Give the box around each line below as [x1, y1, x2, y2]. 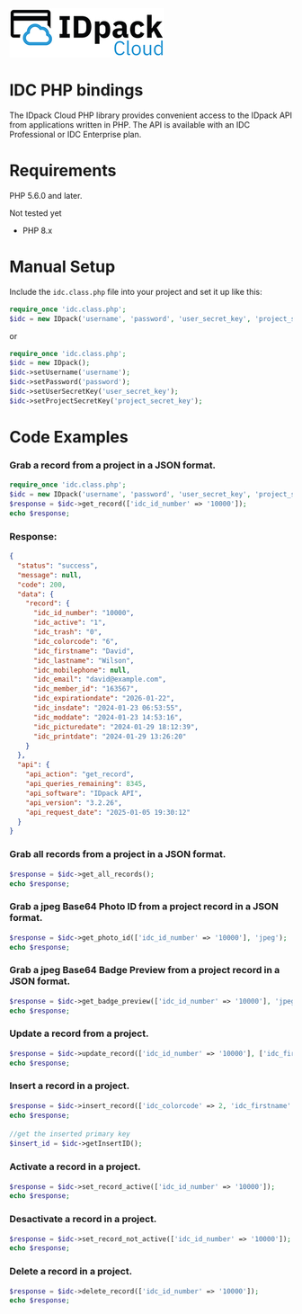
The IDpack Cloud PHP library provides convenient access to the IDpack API [9, 110, 293, 121]
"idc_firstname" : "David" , [32, 647, 135, 656]
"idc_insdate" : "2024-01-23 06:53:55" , [32, 703, 182, 713]
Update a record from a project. [9, 1027, 149, 1040]
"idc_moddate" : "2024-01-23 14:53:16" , [32, 712, 182, 722]
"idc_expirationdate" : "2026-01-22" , [32, 694, 175, 703]
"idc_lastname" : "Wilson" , [32, 656, 135, 665]
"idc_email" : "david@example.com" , [32, 675, 167, 684]
